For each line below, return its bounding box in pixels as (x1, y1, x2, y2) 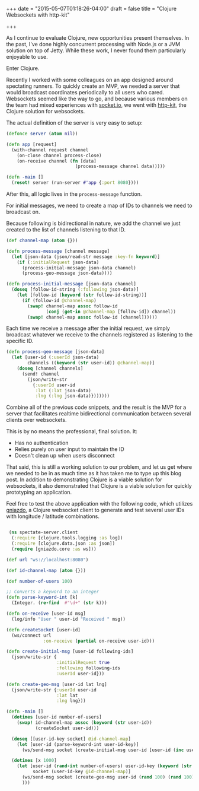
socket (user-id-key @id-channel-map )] (32, 768, 131, 775)
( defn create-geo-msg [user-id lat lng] (6, 681, 108, 687)
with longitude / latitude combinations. (6, 513, 99, 520)
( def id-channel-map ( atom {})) (6, 567, 86, 573)
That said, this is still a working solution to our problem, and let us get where (6, 463, 192, 471)
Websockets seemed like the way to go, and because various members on (6, 95, 188, 102)
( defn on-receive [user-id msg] (6, 611, 86, 617)
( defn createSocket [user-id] (6, 627, 81, 633)
